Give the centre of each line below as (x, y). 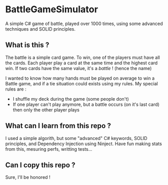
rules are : (16, 89)
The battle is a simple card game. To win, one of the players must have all (82, 57)
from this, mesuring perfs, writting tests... (49, 149)
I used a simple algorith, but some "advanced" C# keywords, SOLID (76, 138)
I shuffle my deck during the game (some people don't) (71, 99)
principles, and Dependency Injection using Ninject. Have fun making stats (84, 144)
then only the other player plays (46, 110)
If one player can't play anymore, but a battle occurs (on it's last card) (86, 104)
